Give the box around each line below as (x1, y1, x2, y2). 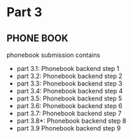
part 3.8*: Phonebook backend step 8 (16, 117, 127, 125)
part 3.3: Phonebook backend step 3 (16, 79, 123, 88)
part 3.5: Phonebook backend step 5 (16, 94, 122, 102)
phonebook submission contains (6, 51, 101, 59)
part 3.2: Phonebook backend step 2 (16, 72, 123, 80)
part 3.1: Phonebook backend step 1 (16, 65, 120, 72)
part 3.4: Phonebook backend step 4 (16, 87, 123, 95)
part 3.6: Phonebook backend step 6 (16, 102, 123, 110)
